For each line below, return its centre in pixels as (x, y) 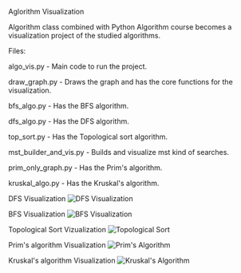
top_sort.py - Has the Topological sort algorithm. (88, 136)
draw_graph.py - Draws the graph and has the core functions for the (120, 82)
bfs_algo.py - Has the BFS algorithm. (69, 106)
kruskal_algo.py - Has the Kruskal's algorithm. (84, 183)
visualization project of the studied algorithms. (85, 36)
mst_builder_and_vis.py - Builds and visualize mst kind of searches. (119, 152)
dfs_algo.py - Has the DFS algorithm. (69, 121)
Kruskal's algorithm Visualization (62, 260)
